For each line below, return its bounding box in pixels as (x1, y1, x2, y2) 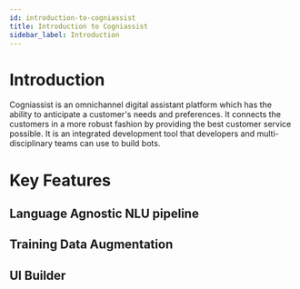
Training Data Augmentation (9, 237, 174, 253)
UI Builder (9, 267, 66, 283)
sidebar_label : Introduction (9, 30, 120, 39)
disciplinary (9, 138, 53, 149)
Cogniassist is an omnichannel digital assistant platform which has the (9, 99, 273, 110)
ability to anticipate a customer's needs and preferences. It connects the (9, 109, 282, 120)
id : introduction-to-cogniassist (9, 13, 136, 23)
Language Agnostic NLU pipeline (9, 205, 200, 221)
